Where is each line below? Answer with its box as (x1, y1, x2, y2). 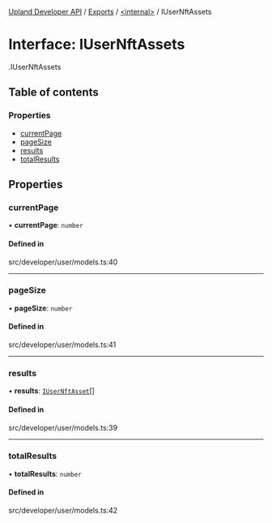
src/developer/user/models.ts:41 (8, 340, 117, 349)
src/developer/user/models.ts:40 (8, 257, 118, 267)
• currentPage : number (8, 221, 83, 230)
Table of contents (8, 85, 99, 100)
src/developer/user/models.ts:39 (8, 422, 118, 432)
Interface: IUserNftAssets (8, 36, 185, 54)
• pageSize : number (8, 303, 73, 313)
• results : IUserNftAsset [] (8, 386, 96, 396)
